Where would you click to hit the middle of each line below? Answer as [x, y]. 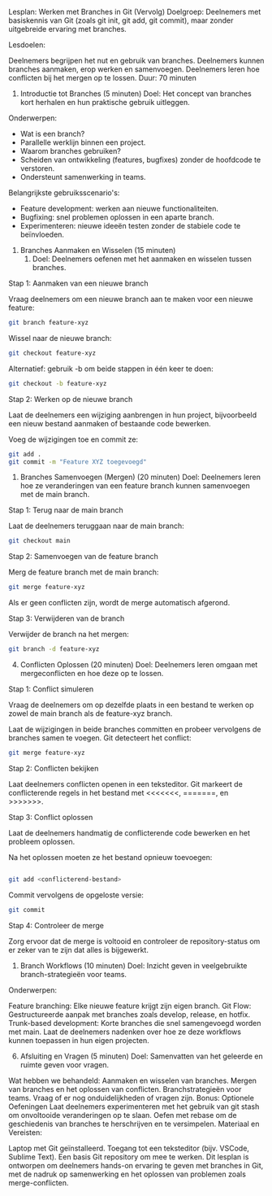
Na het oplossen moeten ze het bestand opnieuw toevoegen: [110, 857]
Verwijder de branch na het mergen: [69, 635]
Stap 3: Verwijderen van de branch [67, 618]
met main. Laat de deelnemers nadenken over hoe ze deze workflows [125, 1032]
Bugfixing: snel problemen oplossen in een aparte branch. [117, 217]
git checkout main [39, 541]
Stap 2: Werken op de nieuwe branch [71, 399]
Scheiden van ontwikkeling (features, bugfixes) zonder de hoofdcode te [140, 159]
